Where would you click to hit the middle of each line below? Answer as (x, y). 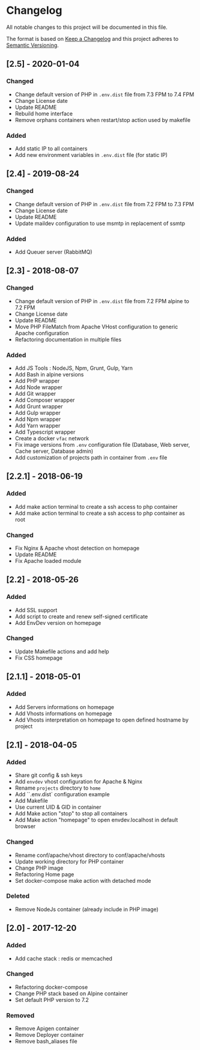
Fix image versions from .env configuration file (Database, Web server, (102, 444)
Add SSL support (36, 610)
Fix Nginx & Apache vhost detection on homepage (77, 548)
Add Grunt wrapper (39, 406)
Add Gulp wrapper (38, 413)
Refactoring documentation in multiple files (68, 339)
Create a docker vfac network (52, 438)
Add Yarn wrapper (38, 425)
